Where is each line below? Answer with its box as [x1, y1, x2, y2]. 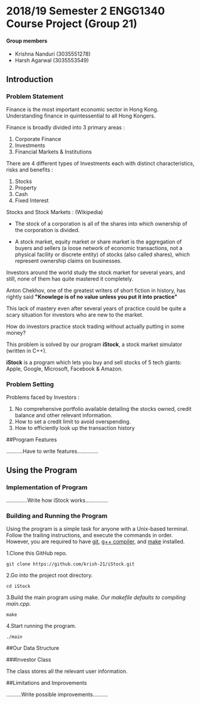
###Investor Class [6, 656, 51, 663]
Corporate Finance [14, 136, 61, 143]
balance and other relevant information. [14, 412, 112, 419]
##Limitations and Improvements [6, 679, 87, 687]
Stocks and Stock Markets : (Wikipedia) [6, 209, 103, 216]
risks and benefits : [6, 166, 54, 173]
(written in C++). [6, 347, 47, 354]
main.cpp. [6, 600, 31, 607]
